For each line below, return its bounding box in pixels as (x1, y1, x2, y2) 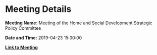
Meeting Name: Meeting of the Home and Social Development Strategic (5, 20, 153, 26)
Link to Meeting (5, 44, 38, 50)
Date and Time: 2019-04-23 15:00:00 (5, 35, 82, 41)
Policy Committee (5, 25, 41, 31)
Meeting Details (5, 3, 72, 15)
